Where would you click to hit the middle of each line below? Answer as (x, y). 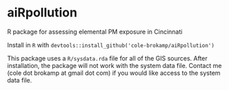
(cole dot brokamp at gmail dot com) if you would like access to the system (114, 73)
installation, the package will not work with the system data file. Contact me (114, 65)
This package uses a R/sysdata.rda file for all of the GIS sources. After (108, 58)
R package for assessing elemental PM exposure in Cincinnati (95, 32)
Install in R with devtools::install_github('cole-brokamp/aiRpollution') (111, 45)
